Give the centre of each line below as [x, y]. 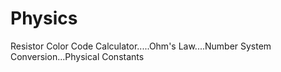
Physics [44, 18]
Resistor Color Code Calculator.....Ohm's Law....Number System [141, 46]
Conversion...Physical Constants [77, 56]
